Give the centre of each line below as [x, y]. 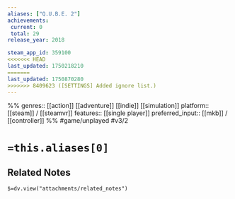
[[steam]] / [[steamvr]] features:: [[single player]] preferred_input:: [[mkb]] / [117, 113]
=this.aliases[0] [58, 148]
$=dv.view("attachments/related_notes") [68, 189]
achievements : [28, 20]
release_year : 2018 [36, 40]
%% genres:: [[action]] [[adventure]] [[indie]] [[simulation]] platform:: [108, 106]
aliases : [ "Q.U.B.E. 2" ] [44, 14]
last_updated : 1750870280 [45, 79]
